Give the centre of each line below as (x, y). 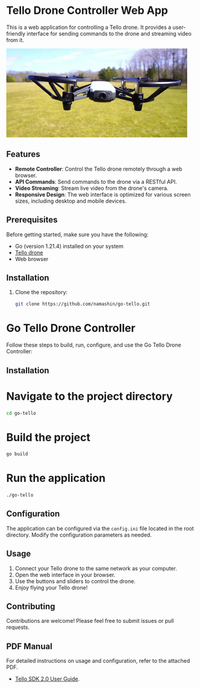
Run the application (56, 478)
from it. (15, 40)
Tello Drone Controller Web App (87, 11)
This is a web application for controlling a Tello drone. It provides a (89, 27)
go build (17, 454)
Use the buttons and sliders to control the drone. (75, 581)
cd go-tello (21, 413)
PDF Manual (29, 646)
